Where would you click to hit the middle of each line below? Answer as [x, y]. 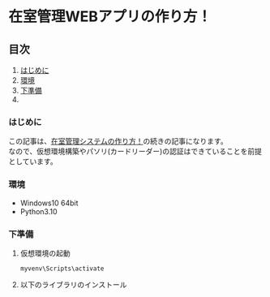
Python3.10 [39, 211]
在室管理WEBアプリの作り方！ [110, 17]
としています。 [33, 161]
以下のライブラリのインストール [73, 284]
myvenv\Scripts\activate [62, 269]
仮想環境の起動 [45, 253]
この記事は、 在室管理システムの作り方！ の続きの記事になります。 [118, 141]
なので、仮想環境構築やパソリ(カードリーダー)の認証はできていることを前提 [135, 152]
